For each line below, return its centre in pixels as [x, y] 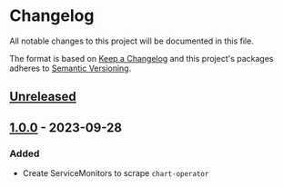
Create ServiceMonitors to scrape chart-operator [116, 173]
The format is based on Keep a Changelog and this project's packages [141, 58]
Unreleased [43, 97]
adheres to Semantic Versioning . [71, 68]
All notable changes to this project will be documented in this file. [132, 41]
